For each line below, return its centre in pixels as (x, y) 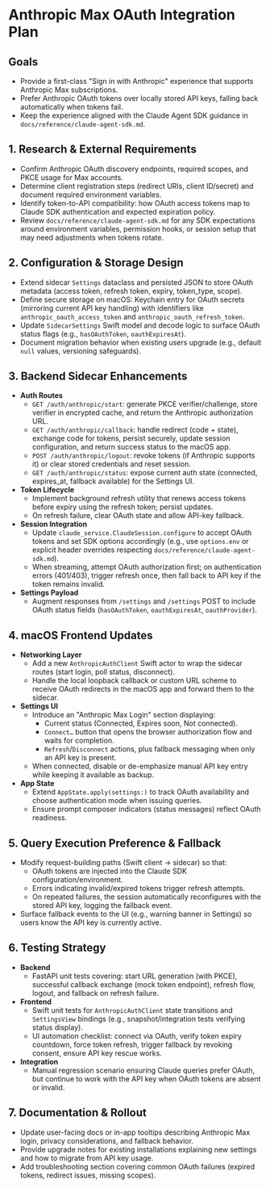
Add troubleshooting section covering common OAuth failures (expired (137, 1166)
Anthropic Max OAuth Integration (122, 15)
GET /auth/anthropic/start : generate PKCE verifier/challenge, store (145, 404)
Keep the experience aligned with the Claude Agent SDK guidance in (134, 115)
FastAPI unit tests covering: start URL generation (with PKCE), (135, 976)
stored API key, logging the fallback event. (102, 906)
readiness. (50, 818)
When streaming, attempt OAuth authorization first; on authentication (147, 567)
